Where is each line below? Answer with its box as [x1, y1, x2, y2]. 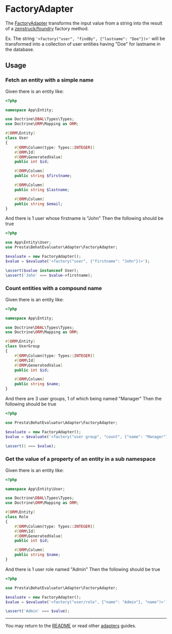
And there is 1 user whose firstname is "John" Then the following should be [5, 215, 164, 221]
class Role [5, 515, 29, 520]
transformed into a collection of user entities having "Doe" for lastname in [5, 40, 161, 47]
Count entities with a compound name [5, 285, 102, 292]
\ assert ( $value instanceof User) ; [5, 268, 79, 273]
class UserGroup [5, 344, 40, 349]
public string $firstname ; [14, 173, 72, 178]
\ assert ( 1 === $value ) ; [5, 443, 56, 448]
